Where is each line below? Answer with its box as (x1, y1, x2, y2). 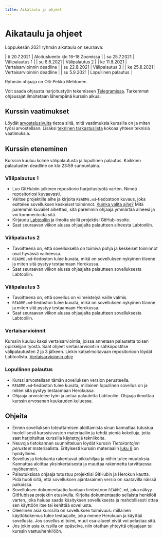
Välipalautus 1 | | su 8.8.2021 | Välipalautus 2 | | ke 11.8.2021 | (5, 59, 127, 65)
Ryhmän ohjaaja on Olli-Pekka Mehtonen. (5, 78, 88, 84)
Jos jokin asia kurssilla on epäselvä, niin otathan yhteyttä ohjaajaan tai (12, 523, 153, 529)
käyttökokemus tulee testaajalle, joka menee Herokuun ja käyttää (12, 513, 143, 519)
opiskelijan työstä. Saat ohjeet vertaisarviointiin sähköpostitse (5, 344, 128, 350)
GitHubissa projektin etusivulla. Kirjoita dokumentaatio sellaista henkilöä (12, 492, 157, 498)
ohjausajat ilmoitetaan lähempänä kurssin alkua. (5, 93, 101, 99)
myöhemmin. (12, 466, 38, 472)
